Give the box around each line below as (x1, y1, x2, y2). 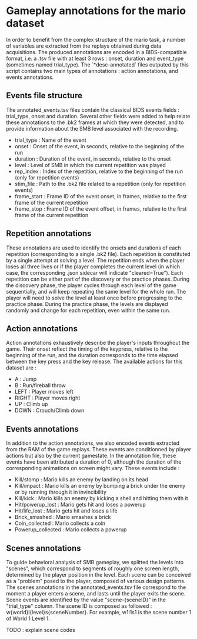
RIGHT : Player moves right (14, 394, 81, 401)
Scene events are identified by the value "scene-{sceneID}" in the (6, 596, 166, 603)
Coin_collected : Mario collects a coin (14, 520, 106, 527)
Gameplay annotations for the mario (6, 4, 186, 18)
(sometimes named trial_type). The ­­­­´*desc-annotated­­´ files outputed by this (6, 61, 189, 68)
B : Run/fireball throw (14, 382, 66, 389)
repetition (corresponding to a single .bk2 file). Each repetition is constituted (6, 250, 191, 257)
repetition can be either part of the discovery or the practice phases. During (6, 275, 190, 282)
